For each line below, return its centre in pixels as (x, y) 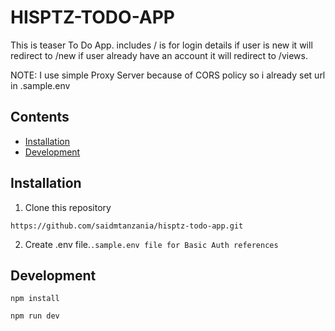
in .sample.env (40, 85)
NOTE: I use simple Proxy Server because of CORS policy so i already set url (168, 75)
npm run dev (35, 316)
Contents (40, 117)
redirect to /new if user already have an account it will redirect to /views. (159, 55)
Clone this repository (68, 207)
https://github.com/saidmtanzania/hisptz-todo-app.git (127, 226)
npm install (35, 299)
